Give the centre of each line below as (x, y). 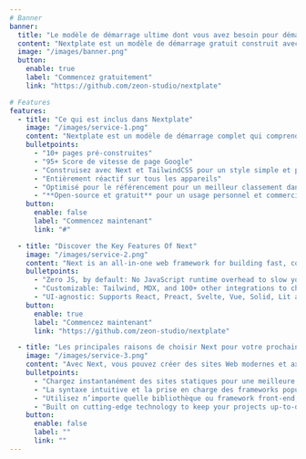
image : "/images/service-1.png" (87, 128)
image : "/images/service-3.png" (87, 356)
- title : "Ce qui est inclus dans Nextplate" (106, 120)
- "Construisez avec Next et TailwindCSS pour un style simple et (162, 170)
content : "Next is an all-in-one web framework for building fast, (156, 263)
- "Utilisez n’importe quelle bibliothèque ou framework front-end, (166, 398)
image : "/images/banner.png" (73, 52)
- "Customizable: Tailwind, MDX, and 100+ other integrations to (160, 288)
